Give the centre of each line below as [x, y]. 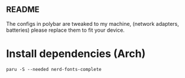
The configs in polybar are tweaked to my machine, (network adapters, [92, 23]
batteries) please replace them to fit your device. [66, 30]
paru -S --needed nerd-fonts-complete [54, 69]
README [23, 10]
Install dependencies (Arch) [76, 54]
